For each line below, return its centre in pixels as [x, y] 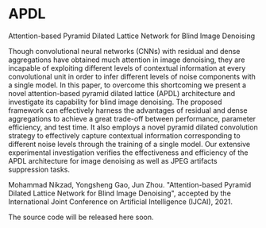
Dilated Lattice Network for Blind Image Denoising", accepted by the [120, 193]
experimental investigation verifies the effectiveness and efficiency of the [128, 153]
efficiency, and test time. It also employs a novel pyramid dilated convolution [133, 127]
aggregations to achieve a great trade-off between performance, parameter [132, 118]
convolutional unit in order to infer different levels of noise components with [132, 76]
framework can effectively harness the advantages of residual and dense [128, 110]
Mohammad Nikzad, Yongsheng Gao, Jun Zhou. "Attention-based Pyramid [130, 184]
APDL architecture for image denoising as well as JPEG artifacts [113, 160]
